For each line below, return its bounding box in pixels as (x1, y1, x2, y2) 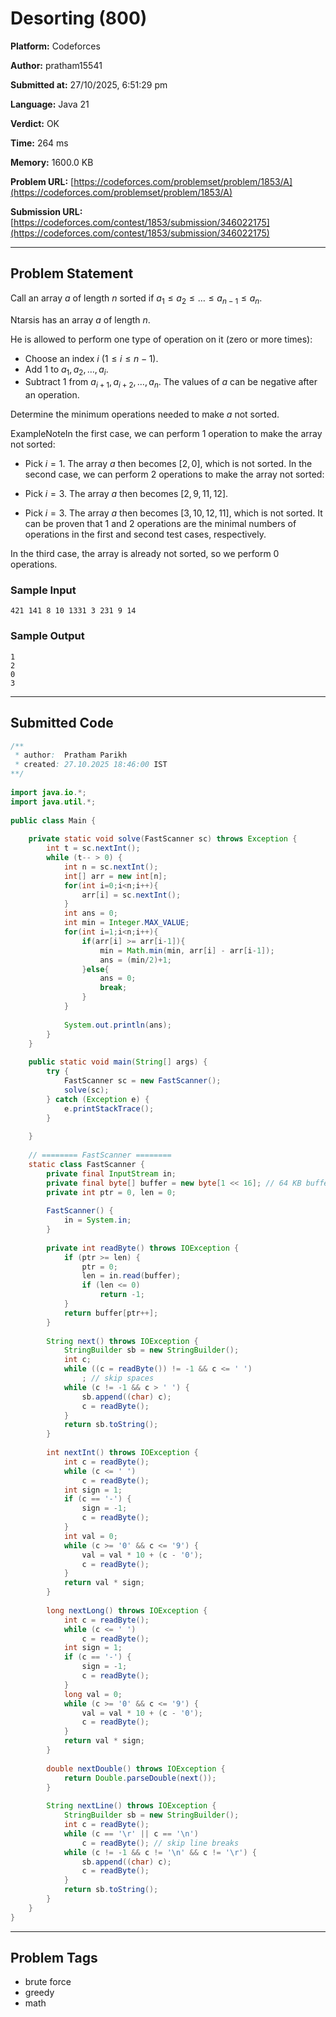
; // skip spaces (81, 1373, 155, 1384)
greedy (24, 1987, 55, 1999)
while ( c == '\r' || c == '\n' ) (63, 1828, 199, 1839)
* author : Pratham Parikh (14, 750, 128, 761)
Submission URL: (10, 205, 83, 217)
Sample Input (10, 583, 77, 597)
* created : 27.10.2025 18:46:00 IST (14, 760, 168, 770)
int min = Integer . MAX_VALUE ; (63, 918, 190, 928)
